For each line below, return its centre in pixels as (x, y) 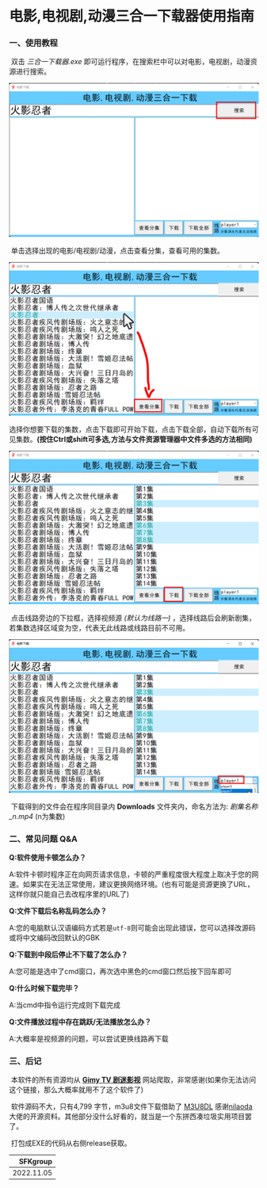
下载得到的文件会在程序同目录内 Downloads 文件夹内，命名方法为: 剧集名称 (134, 806)
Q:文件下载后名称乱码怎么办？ (58, 911)
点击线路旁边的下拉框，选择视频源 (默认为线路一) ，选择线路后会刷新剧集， (133, 618)
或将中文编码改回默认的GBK (55, 938)
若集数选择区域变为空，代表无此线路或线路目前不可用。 (99, 627)
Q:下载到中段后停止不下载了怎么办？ (69, 954)
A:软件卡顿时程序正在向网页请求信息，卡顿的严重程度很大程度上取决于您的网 (134, 874)
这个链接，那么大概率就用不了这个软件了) (76, 1090)
